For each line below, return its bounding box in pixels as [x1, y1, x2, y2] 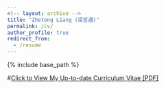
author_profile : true [7, 29, 69, 36]
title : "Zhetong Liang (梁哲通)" [7, 16, 99, 23]
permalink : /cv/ [7, 23, 54, 29]
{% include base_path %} [7, 61, 80, 68]
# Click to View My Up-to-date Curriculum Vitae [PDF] [7, 74, 159, 82]
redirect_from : [7, 36, 51, 42]
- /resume [13, 42, 41, 49]
